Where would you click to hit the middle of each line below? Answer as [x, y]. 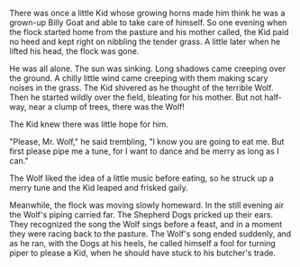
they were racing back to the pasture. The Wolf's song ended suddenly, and [150, 234]
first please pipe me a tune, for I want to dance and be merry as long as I [144, 151]
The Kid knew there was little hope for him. [89, 124]
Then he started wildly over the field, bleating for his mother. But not [136, 97]
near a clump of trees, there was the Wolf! [106, 107]
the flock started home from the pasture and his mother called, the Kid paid [149, 32]
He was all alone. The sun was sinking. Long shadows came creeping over [148, 68]
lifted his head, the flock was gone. [74, 51]
